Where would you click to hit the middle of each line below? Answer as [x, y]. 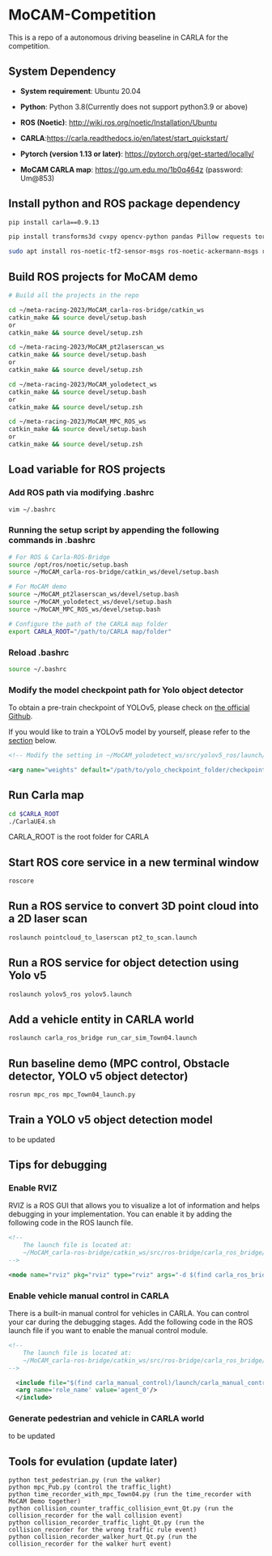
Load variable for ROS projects [87, 470]
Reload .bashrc [39, 652]
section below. [32, 741]
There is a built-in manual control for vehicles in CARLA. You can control [129, 1313]
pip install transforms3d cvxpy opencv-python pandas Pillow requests [130, 237]
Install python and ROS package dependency [124, 204]
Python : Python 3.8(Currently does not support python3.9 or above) [134, 106]
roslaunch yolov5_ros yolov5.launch [70, 994]
